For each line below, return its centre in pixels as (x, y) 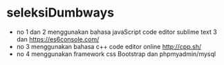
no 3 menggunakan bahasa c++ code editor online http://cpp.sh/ (109, 46)
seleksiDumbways (60, 13)
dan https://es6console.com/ (58, 39)
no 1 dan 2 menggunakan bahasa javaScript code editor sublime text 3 (116, 32)
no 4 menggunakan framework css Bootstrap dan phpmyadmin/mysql (116, 54)
